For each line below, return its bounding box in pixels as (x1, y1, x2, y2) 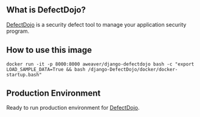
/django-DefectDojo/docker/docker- (88, 66, 178, 72)
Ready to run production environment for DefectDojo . (6, 104, 140, 112)
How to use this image (6, 45, 92, 55)
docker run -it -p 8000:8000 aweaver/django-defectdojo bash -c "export (6, 61, 195, 67)
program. (6, 27, 30, 35)
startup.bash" (6, 72, 43, 78)
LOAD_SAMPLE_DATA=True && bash (6, 66, 86, 72)
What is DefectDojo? (6, 5, 86, 15)
